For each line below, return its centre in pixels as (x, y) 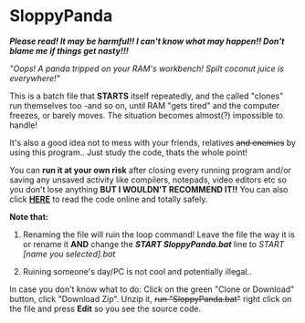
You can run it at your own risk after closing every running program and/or (151, 170)
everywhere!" (35, 78)
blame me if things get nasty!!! (69, 50)
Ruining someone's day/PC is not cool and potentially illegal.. (137, 271)
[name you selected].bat (69, 254)
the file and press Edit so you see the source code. (105, 308)
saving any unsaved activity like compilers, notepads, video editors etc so (148, 180)
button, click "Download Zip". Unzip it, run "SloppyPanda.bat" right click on (151, 298)
